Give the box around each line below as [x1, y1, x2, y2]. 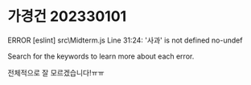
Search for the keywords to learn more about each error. [7, 51, 195, 61]
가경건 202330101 [7, 7, 127, 26]
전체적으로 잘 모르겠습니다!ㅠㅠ [7, 67, 105, 77]
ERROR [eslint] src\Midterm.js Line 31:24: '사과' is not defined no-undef [7, 35, 243, 45]
